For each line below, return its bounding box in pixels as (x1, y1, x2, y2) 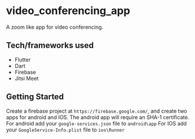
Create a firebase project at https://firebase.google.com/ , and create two (6, 107, 187, 114)
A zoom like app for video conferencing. (6, 23, 104, 30)
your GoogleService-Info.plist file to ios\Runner (6, 126, 125, 133)
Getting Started (6, 92, 64, 102)
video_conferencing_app (6, 4, 131, 18)
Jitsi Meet (14, 74, 39, 82)
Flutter (14, 56, 31, 63)
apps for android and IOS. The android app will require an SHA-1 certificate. (6, 113, 190, 121)
